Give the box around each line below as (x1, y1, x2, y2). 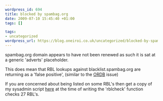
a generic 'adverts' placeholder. (5, 57, 69, 63)
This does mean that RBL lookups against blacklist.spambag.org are (5, 66, 141, 72)
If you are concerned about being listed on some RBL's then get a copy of (5, 81, 152, 86)
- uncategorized (5, 34, 38, 39)
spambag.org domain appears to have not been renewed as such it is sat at (5, 51, 156, 57)
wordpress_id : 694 (5, 7, 42, 12)
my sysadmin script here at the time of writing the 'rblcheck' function (5, 86, 144, 92)
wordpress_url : (5, 38, 36, 44)
